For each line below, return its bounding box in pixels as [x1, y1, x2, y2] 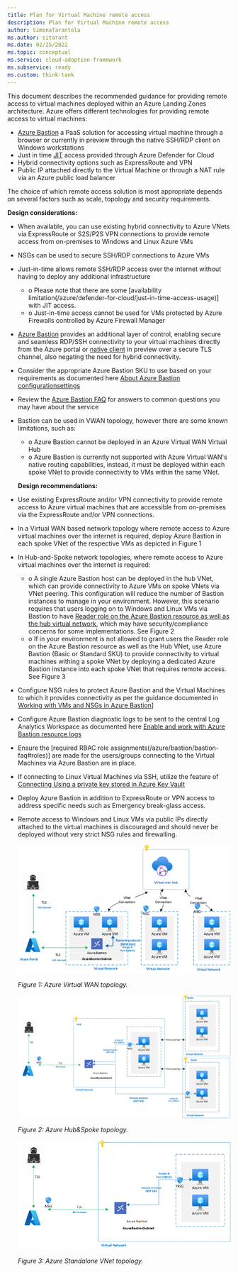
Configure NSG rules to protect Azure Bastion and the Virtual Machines [17, 685, 225, 695]
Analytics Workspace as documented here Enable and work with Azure [17, 722, 225, 731]
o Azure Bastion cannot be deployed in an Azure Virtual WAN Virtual [28, 437, 227, 446]
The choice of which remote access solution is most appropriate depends [7, 187, 222, 195]
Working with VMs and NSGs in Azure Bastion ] [17, 701, 154, 709]
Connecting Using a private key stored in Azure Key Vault [17, 780, 186, 788]
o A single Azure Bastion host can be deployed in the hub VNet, [28, 574, 214, 582]
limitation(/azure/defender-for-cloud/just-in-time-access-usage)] [28, 293, 220, 302]
